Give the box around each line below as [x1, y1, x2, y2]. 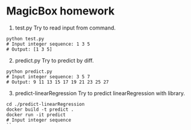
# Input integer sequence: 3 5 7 [6, 73, 90, 79]
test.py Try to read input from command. [14, 24, 116, 31]
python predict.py [6, 68, 52, 75]
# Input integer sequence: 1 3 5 [6, 41, 90, 47]
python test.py [6, 36, 45, 42]
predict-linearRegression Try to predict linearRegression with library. [14, 89, 186, 97]
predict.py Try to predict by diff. [14, 57, 94, 64]
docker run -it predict [6, 111, 66, 118]
